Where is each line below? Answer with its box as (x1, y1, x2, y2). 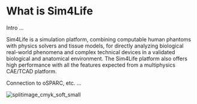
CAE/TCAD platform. (6, 67, 57, 75)
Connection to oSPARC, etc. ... (6, 79, 82, 87)
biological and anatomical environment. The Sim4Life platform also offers (6, 55, 188, 62)
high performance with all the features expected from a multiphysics (6, 61, 176, 69)
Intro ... (6, 24, 24, 31)
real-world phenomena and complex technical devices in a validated (6, 48, 175, 55)
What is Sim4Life (6, 4, 93, 18)
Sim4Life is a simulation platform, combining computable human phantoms (6, 35, 191, 43)
